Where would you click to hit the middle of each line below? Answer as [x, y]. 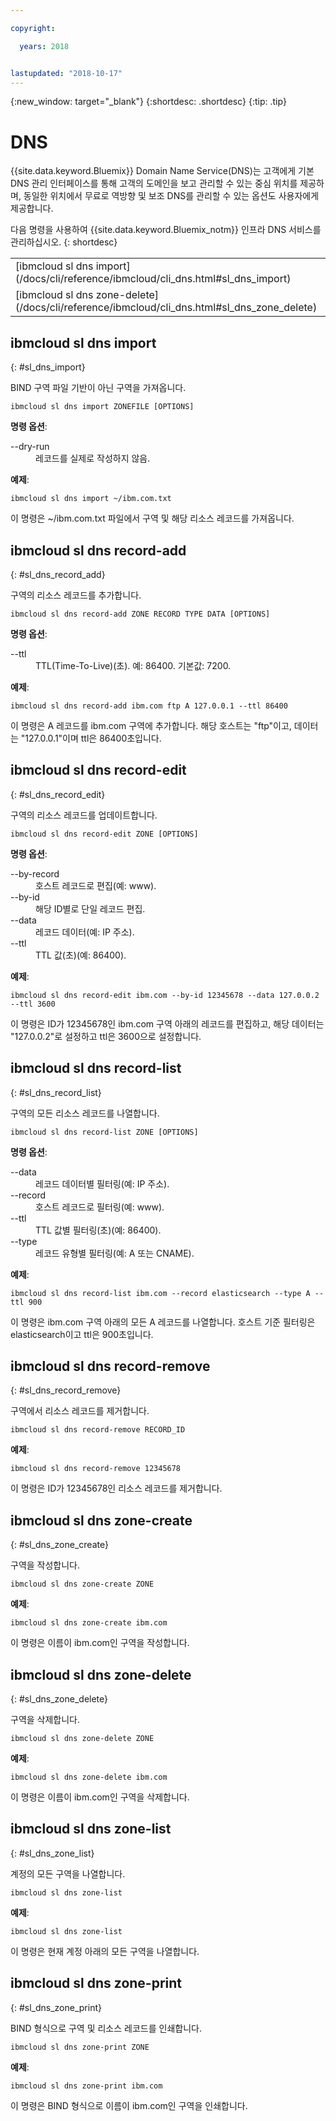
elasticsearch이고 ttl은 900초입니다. [82, 1334]
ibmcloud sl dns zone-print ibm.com [86, 2086]
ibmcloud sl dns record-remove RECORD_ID [98, 1430]
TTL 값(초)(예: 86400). [81, 955]
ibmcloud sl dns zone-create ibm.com [89, 1623]
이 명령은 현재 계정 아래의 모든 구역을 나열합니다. [105, 1951]
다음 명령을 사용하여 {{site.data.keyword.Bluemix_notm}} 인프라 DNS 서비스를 [166, 230]
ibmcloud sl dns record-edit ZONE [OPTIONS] [104, 834]
